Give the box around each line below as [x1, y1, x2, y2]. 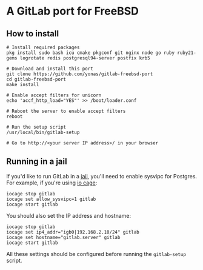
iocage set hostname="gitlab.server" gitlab [6, 234, 121, 240]
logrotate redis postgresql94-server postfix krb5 [19, 55, 150, 61]
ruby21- [177, 50, 197, 56]
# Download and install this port [6, 66, 94, 72]
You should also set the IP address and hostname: [6, 212, 131, 219]
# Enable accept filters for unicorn [6, 92, 102, 98]
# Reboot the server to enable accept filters [6, 108, 126, 114]
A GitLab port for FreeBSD [6, 4, 139, 18]
